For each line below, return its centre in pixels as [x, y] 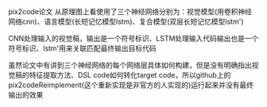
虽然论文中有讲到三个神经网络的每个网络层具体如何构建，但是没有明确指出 [130, 65]
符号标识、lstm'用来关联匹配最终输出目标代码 [82, 48]
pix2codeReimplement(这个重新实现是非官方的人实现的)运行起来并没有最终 [131, 85]
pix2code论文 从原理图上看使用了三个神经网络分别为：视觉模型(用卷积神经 [130, 11]
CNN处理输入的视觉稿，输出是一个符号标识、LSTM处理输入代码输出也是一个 [133, 38]
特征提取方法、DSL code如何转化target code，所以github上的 [130, 75]
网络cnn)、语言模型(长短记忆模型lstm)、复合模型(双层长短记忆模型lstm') [126, 21]
